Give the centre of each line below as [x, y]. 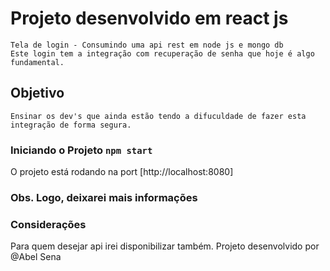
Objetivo [37, 93]
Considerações [48, 224]
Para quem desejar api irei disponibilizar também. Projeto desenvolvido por [165, 246]
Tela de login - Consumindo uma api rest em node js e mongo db [147, 45]
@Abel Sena [36, 257]
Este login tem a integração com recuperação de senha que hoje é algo [162, 53]
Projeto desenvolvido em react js [149, 18]
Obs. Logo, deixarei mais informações [104, 197]
